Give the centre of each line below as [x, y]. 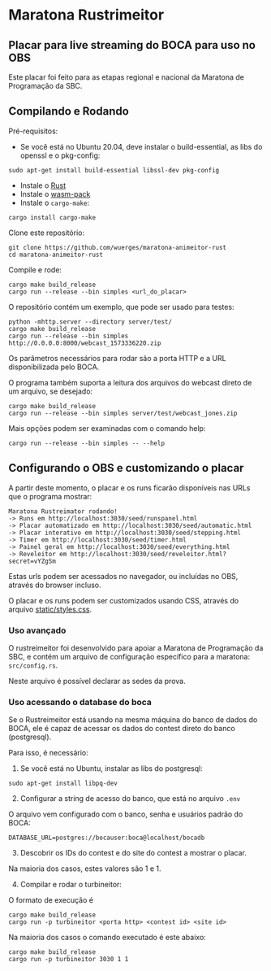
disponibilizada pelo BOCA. [54, 367]
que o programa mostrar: [50, 496]
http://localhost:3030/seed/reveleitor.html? [148, 554]
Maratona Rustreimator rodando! [63, 511]
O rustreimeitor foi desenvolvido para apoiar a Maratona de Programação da [136, 647]
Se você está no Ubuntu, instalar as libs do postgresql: [111, 769]
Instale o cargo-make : [55, 202]
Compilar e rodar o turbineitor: [71, 885]
